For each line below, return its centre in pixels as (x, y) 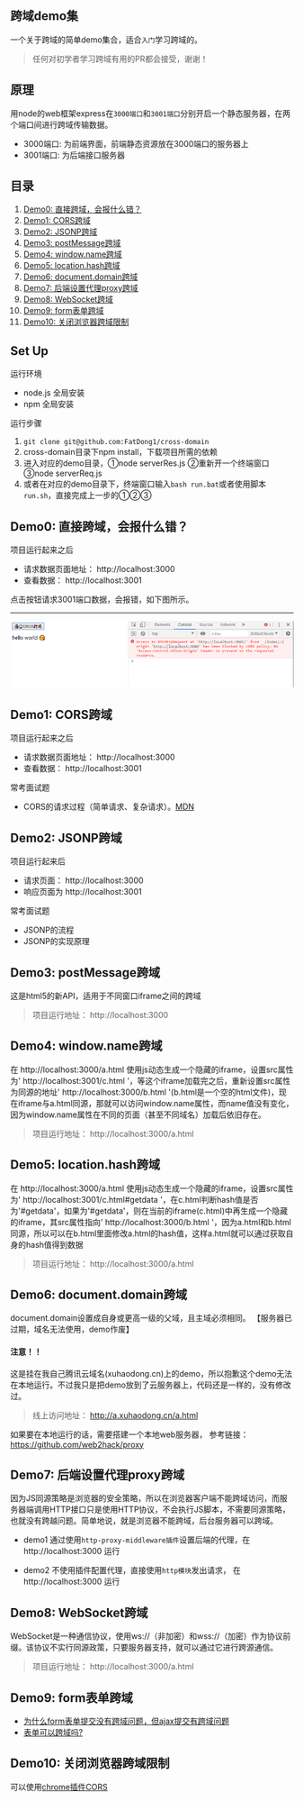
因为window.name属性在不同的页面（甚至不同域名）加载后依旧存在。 (138, 1114)
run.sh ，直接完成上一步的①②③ (87, 496)
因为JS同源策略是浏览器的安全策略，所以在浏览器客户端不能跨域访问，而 (145, 1498)
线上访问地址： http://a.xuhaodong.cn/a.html (115, 1415)
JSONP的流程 (49, 930)
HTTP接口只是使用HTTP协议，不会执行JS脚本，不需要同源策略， (169, 1510)
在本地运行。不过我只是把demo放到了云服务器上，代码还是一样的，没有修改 (151, 1385)
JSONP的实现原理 (56, 941)
